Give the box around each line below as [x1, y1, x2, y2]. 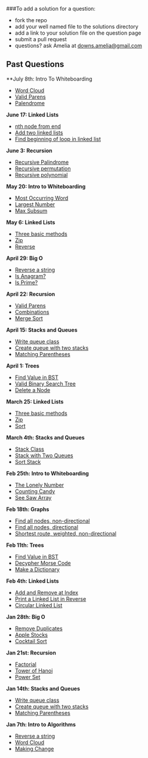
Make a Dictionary [14, 566, 60, 573]
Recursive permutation [14, 164, 71, 172]
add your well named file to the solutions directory [14, 23, 138, 30]
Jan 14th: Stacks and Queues [6, 684, 81, 692]
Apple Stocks [14, 631, 48, 638]
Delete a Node [14, 386, 51, 393]
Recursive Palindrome [14, 158, 69, 166]
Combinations [14, 308, 50, 316]
